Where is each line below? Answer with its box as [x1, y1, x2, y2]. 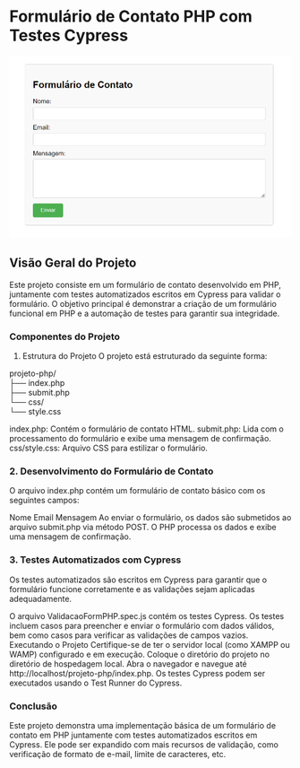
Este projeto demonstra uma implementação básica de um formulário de [9, 720, 276, 731]
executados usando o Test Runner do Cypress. [9, 677, 183, 688]
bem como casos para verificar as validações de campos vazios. [9, 630, 249, 641]
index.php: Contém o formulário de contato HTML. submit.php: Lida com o [9, 423, 284, 434]
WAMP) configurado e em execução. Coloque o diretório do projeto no [9, 649, 270, 659]
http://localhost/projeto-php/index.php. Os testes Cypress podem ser [9, 668, 266, 678]
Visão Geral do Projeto [9, 256, 137, 271]
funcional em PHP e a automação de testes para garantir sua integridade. [9, 308, 280, 319]
